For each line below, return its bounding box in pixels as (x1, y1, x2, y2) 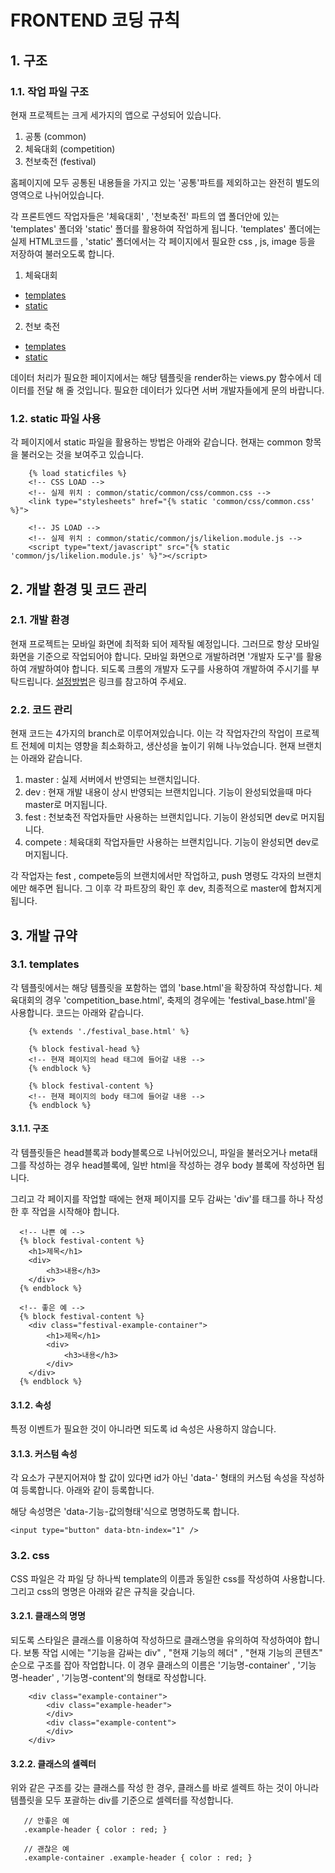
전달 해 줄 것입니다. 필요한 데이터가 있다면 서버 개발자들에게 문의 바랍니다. (36, 384, 325, 396)
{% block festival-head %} (28, 1044, 141, 1054)
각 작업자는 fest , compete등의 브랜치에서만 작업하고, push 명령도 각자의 (10, 870, 296, 882)
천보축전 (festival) (24, 155, 97, 167)
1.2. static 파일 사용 (10, 411, 102, 425)
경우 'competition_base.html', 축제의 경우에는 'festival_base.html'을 (44, 994, 317, 1006)
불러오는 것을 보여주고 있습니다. (20, 449, 144, 461)
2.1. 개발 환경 (10, 613, 70, 627)
